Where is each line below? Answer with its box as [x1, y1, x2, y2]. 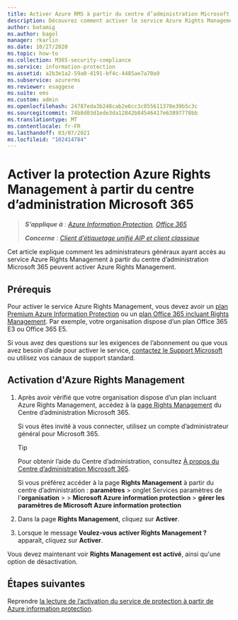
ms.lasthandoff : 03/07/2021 [7, 129, 91, 136]
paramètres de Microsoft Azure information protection [17, 501, 182, 509]
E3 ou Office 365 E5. [7, 325, 68, 333]
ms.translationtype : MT [7, 116, 78, 123]
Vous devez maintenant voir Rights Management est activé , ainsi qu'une [7, 550, 221, 558]
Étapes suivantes [7, 578, 86, 590]
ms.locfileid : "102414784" [7, 136, 87, 143]
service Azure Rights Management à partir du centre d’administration [7, 255, 209, 263]
